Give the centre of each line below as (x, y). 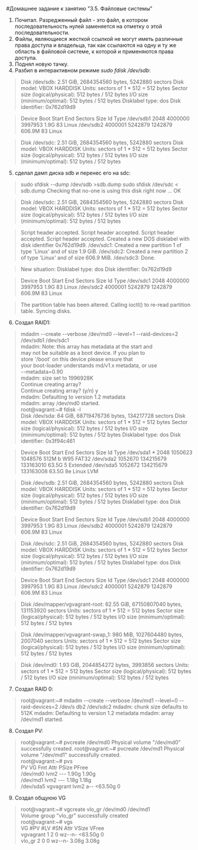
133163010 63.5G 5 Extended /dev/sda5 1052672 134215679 (94, 465)
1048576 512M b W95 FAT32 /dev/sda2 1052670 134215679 (94, 459)
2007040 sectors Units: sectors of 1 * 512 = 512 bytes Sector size (101, 641)
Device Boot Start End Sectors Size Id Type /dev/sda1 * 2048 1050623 (106, 452)
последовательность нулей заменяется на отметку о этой (88, 26)
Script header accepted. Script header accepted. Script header (98, 232)
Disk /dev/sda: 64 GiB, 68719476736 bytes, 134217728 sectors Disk (103, 416)
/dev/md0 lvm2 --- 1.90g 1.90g (58, 774)
